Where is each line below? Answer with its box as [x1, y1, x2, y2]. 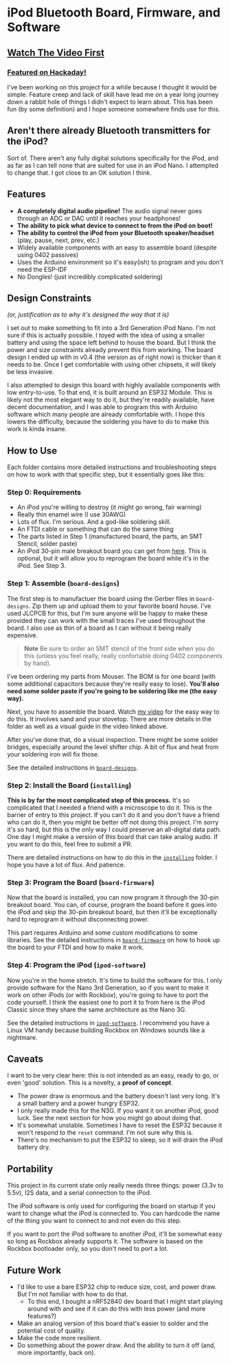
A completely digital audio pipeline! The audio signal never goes [16, 206, 203, 215]
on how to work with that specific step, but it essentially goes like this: [7, 470, 205, 479]
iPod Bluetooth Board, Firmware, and [7, 5, 221, 21]
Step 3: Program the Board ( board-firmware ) [7, 877, 154, 887]
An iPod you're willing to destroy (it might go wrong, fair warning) [16, 503, 203, 512]
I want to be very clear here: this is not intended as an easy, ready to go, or [7, 1071, 220, 1080]
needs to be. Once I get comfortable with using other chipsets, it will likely [7, 360, 216, 369]
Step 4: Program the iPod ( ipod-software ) [7, 961, 146, 970]
